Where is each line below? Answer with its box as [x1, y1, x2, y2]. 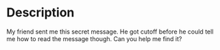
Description [6, 5, 75, 21]
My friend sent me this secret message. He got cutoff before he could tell [6, 27, 214, 36]
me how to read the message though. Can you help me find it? [6, 34, 182, 42]
